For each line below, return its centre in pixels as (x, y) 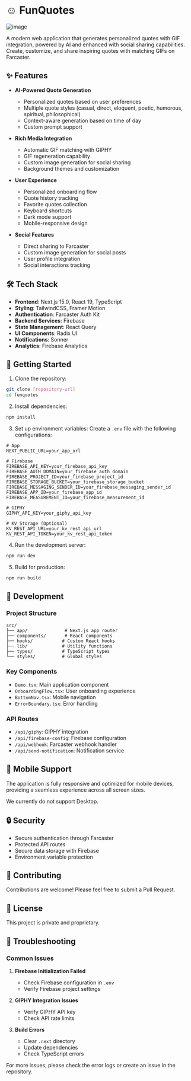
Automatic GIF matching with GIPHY (68, 149)
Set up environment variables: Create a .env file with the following (95, 428)
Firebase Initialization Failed (50, 971)
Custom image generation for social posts (75, 252)
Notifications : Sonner (42, 339)
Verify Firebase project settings (62, 988)
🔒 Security (26, 821)
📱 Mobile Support (39, 769)
